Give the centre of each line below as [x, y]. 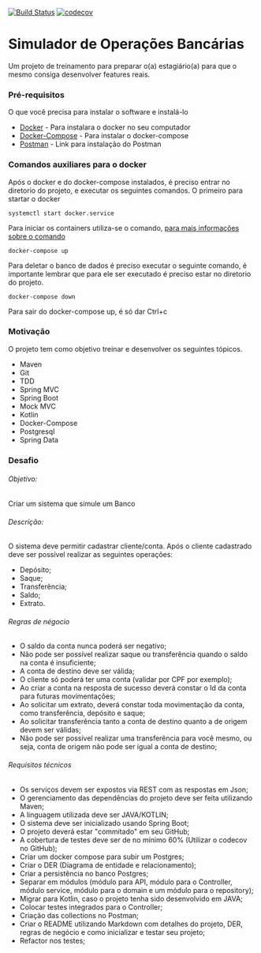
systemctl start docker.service [61, 213]
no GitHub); [38, 848]
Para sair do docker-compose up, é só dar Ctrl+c [88, 311]
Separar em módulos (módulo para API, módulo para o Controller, [126, 882]
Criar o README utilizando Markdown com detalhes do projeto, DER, [131, 924]
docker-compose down [42, 296]
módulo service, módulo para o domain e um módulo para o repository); [136, 890]
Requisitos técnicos [40, 765]
